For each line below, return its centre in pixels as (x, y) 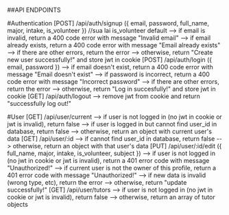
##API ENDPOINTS (34, 10)
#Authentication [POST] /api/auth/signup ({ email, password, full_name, (108, 23)
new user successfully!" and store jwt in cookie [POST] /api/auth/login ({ (110, 60)
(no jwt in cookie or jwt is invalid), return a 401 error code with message (108, 160)
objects (18, 204)
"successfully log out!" (39, 103)
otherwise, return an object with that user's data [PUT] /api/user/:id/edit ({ (117, 146)
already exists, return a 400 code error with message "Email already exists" (114, 45)
